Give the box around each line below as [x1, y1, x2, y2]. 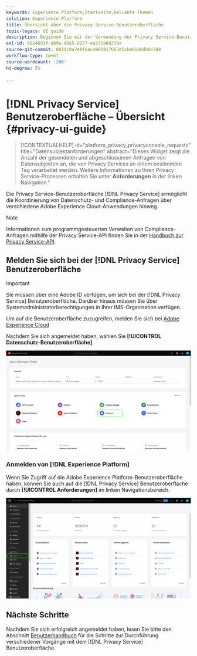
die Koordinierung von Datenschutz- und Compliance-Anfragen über [6, 197, 172, 204]
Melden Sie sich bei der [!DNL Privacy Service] [6, 255, 180, 265]
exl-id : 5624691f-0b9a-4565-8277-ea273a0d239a [6, 40, 122, 46]
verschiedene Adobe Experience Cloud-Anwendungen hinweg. [6, 203, 159, 210]
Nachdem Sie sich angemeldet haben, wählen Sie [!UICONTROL [6, 333, 162, 340]
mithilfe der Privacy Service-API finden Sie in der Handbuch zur [30, 232, 184, 239]
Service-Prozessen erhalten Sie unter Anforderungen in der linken [20, 173, 182, 180]
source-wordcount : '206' [6, 59, 67, 65]
